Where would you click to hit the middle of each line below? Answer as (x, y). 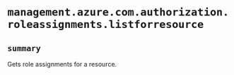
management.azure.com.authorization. (118, 12)
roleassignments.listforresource (106, 25)
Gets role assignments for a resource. (62, 64)
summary (24, 48)
